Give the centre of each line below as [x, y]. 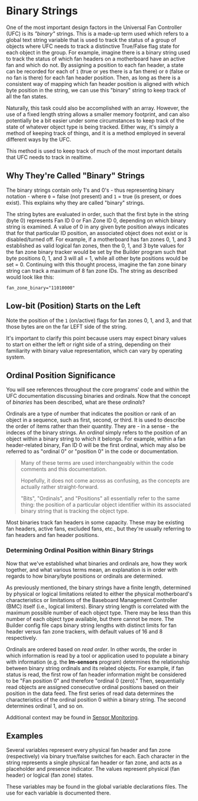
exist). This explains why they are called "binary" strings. [75, 202]
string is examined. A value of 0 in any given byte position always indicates [98, 227]
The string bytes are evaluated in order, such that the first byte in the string [98, 214]
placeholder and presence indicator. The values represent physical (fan [93, 769]
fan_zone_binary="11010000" [41, 288]
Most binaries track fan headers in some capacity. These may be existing [95, 523]
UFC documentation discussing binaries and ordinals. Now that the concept [98, 396]
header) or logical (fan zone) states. [50, 775]
